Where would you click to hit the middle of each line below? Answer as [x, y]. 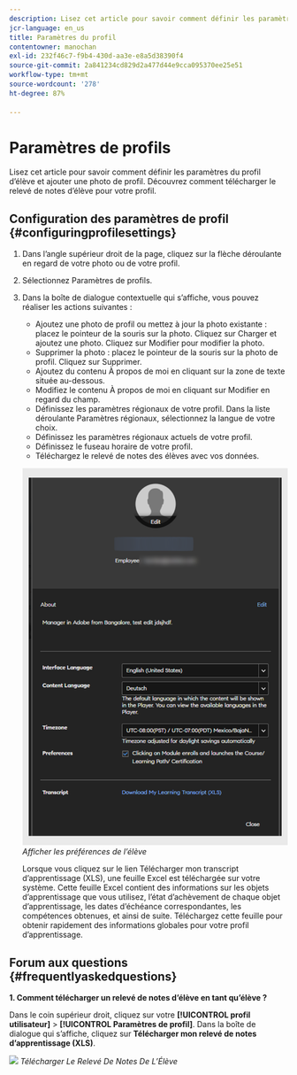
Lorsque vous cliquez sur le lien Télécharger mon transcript [130, 869]
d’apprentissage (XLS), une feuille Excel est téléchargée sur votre [141, 878]
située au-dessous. [70, 381]
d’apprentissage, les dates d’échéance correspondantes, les [131, 907]
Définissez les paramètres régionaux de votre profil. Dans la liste [153, 409]
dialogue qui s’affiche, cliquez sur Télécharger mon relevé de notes [133, 1034]
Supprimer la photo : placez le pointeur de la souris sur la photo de [156, 352]
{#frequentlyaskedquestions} [93, 976]
